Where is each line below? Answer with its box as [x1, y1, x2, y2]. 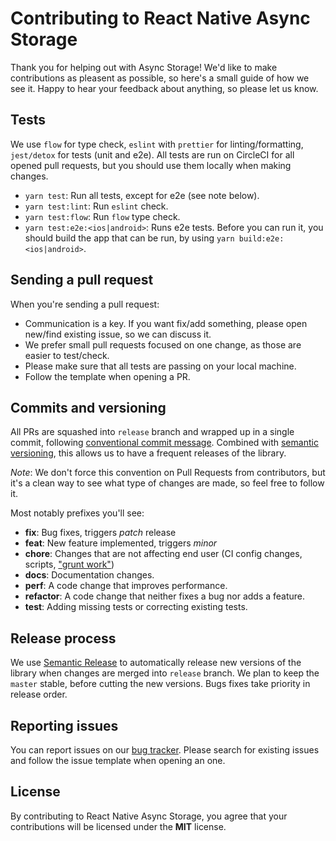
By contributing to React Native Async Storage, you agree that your [10, 810, 288, 822]
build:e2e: [238, 233, 285, 244]
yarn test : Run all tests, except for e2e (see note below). [24, 189, 260, 201]
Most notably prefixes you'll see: [10, 507, 145, 519]
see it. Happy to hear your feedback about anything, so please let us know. [10, 82, 319, 94]
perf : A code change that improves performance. [24, 580, 228, 592]
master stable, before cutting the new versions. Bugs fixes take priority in [10, 678, 311, 690]
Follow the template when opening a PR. [24, 370, 191, 382]
